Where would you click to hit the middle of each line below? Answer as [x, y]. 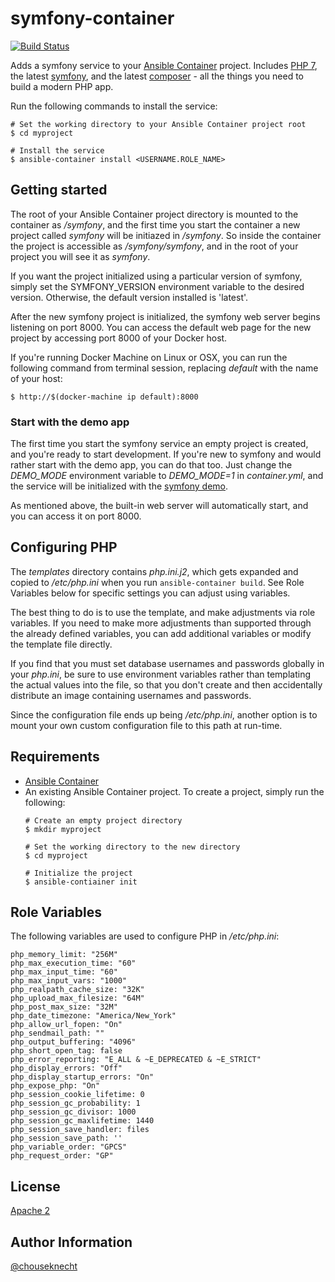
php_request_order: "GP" [62, 1156]
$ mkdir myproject [63, 829]
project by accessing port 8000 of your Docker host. [119, 338]
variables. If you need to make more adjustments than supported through [161, 623]
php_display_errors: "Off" [66, 1068]
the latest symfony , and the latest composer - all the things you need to [157, 76]
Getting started [59, 190]
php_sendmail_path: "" [57, 1033]
